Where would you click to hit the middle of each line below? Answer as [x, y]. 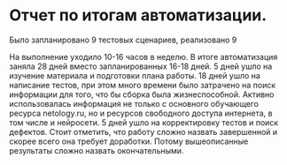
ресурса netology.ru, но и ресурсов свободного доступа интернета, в [141, 113]
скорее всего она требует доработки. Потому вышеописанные [129, 141]
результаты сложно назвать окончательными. [97, 150]
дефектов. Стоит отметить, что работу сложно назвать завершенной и [143, 131]
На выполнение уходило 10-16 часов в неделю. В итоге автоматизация [143, 56]
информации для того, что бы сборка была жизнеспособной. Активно [142, 94]
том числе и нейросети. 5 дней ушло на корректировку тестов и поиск [144, 122]
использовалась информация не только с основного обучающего [134, 103]
